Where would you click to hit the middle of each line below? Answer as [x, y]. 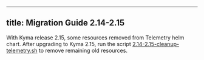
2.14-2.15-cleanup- [156, 44]
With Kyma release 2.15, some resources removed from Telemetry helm [95, 38]
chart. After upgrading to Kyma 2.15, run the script [69, 44]
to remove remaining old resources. [83, 50]
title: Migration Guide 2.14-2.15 [66, 23]
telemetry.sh [22, 50]
